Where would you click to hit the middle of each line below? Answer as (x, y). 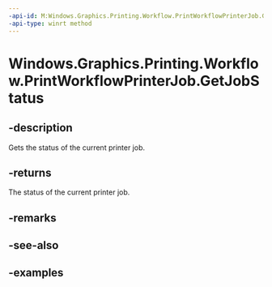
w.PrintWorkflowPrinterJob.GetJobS (134, 81)
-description (40, 128)
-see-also (34, 245)
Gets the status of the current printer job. (77, 148)
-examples (36, 273)
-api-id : (23, 16)
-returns (30, 172)
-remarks (32, 218)
